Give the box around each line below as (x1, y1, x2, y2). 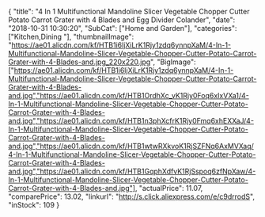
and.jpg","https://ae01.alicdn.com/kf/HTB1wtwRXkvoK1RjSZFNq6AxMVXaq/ (8, 142, 255, 150)
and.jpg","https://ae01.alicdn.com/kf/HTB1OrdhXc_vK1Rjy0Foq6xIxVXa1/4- (8, 91, 249, 100)
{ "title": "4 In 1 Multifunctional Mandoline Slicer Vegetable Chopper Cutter (8, 7, 250, 16)
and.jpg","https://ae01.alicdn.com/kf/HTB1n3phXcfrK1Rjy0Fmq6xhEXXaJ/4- (8, 116, 255, 125)
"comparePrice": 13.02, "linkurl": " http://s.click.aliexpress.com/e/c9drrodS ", (8, 192, 256, 201)
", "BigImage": (150, 57, 196, 67)
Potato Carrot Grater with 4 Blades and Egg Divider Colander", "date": (8, 15, 236, 25)
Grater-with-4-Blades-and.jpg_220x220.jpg (8, 57, 151, 67)
